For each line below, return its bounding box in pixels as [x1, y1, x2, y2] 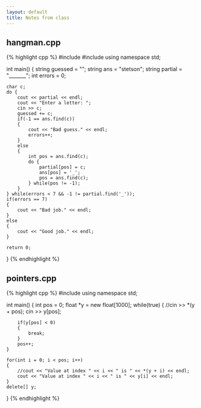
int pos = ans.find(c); [28, 154, 89, 160]
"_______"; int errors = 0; [6, 72, 67, 80]
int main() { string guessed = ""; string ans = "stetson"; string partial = [6, 66, 183, 73]
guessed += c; [17, 111, 53, 117]
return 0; [6, 244, 32, 251]
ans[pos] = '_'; [38, 170, 81, 176]
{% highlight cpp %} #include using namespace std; [6, 289, 138, 297]
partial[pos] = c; [38, 164, 86, 170]
